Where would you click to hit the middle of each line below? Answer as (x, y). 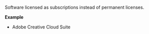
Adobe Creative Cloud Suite (41, 27)
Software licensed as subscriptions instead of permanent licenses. (74, 7)
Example (14, 17)
